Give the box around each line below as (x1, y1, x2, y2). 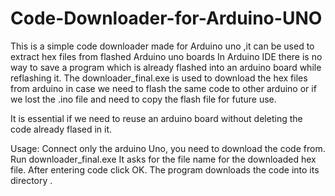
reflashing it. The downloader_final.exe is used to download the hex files (10, 72, 308, 84)
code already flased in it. (10, 123, 113, 135)
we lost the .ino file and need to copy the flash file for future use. (10, 93, 277, 105)
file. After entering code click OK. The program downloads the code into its (10, 163, 320, 176)
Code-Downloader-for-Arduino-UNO (10, 7, 323, 30)
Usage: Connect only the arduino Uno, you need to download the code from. (10, 142, 326, 154)
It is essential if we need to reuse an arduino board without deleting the (10, 112, 303, 124)
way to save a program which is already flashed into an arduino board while (10, 61, 322, 73)
